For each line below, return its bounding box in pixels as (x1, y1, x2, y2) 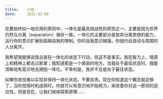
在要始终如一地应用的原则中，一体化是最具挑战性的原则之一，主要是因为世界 (5, 25, 158, 32)
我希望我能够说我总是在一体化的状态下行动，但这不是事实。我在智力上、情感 (5, 54, 158, 60)
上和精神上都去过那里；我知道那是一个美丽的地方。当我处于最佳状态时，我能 (5, 60, 158, 66)
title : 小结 (5, 7, 34, 12)
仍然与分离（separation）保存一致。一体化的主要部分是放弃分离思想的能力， (5, 32, 158, 37)
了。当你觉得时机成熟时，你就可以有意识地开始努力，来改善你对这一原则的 (5, 82, 154, 88)
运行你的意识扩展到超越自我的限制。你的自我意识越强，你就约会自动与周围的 (5, 37, 158, 44)
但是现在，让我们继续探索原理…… (17, 88, 85, 95)
